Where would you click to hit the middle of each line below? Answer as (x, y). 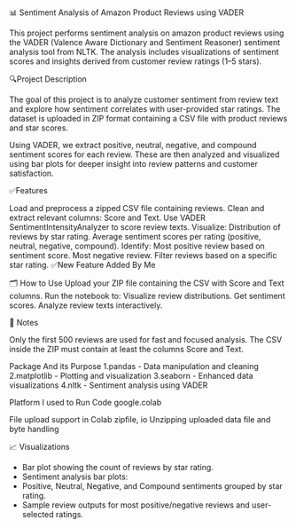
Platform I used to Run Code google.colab (86, 402)
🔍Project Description (48, 79)
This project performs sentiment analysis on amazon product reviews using (147, 33)
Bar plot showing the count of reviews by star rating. (118, 467)
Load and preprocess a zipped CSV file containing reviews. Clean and (137, 208)
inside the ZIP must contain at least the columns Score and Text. (126, 349)
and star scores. (39, 128)
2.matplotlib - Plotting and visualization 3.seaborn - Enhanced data (132, 376)
